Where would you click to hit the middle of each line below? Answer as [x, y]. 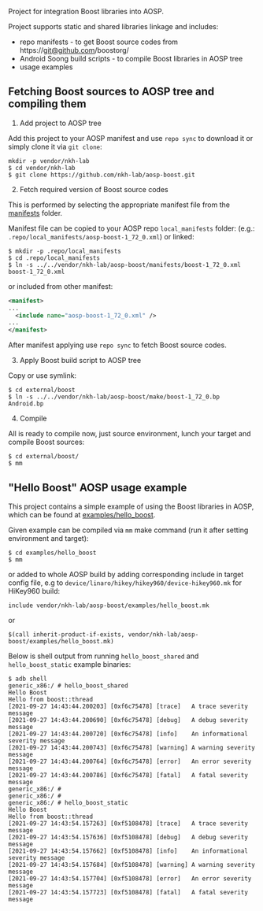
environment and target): [48, 538]
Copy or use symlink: [43, 376]
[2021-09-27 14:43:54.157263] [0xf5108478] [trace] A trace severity [128, 824]
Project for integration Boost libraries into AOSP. [86, 11]
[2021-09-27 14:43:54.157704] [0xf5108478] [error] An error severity [130, 879]
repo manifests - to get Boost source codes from [99, 42]
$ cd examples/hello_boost [52, 553]
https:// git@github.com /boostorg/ [74, 50]
